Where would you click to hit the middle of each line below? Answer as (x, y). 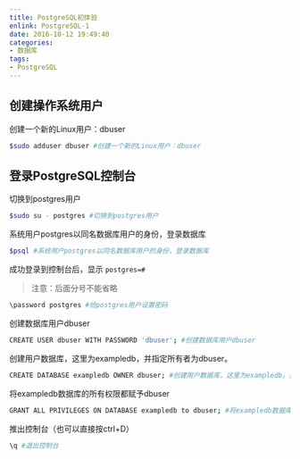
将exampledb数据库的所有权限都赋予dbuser (90, 393)
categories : (31, 42)
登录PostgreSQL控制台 (73, 175)
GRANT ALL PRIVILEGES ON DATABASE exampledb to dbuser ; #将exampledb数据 (147, 410)
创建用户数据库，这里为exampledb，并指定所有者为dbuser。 (121, 358)
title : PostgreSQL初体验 (54, 17)
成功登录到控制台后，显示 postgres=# (77, 270)
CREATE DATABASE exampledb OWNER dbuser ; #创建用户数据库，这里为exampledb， (149, 375)
